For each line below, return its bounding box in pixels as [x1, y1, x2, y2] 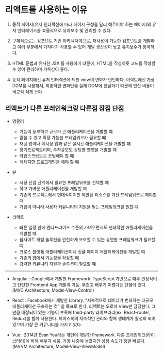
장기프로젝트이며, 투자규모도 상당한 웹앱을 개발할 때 [19, 147, 117, 152]
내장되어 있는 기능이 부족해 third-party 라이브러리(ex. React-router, [21, 309, 150, 315]
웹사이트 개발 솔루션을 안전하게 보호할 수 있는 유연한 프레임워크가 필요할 [19, 236, 156, 242]
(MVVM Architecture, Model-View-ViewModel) [12, 343, 106, 349]
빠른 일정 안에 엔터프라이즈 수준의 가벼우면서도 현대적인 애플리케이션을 [19, 224, 153, 230]
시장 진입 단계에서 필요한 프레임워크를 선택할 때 [19, 179, 109, 185]
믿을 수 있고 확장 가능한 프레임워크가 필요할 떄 [19, 135, 106, 140]
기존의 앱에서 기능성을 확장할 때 [19, 254, 79, 260]
